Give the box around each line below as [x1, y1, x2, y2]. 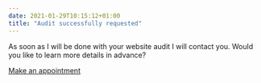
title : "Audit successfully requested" [8, 19, 143, 27]
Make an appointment [8, 65, 81, 75]
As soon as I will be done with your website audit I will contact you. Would [8, 41, 254, 51]
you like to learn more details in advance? [8, 50, 147, 60]
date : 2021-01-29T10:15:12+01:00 [8, 11, 121, 20]
